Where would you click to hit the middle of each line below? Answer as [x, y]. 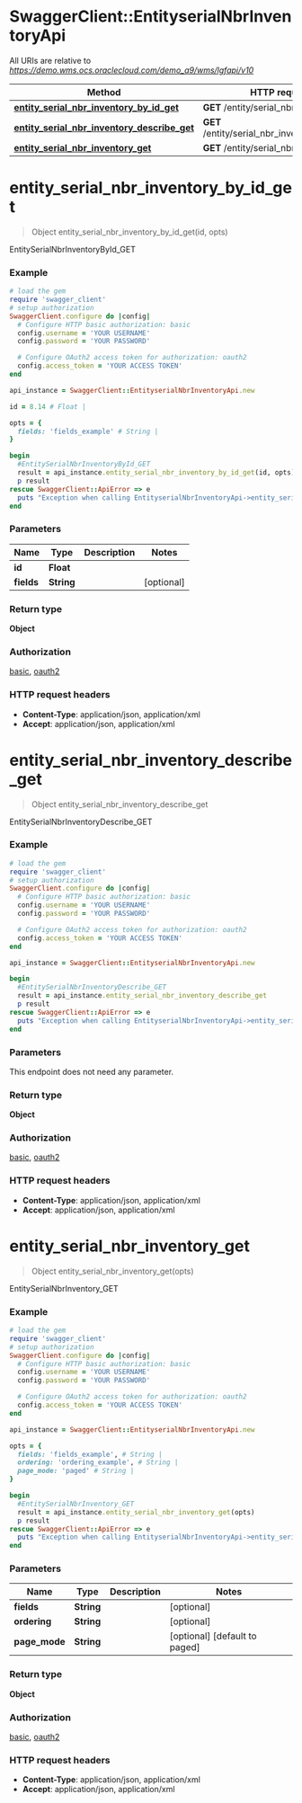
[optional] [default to [213, 1636]
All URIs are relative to [50, 60]
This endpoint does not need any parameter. [91, 1071]
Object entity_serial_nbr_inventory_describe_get [120, 804]
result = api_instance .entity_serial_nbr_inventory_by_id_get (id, [144, 473]
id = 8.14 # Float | [48, 406]
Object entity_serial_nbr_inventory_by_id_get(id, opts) [129, 232]
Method [104, 92]
